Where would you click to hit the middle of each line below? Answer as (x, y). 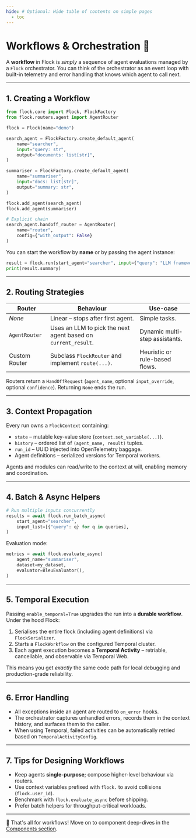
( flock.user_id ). (34, 793)
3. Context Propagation (49, 411)
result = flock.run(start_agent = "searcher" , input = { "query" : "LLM (88, 263)
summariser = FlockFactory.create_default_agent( (68, 171)
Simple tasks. (158, 319)
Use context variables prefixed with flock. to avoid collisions (88, 787)
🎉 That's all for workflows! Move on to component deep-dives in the (88, 823)
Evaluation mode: (27, 543)
